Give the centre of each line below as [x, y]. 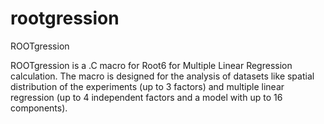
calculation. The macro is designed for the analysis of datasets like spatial [162, 76]
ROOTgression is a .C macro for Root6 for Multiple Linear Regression [151, 65]
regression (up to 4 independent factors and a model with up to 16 [146, 97]
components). [39, 108]
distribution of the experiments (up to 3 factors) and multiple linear [147, 86]
